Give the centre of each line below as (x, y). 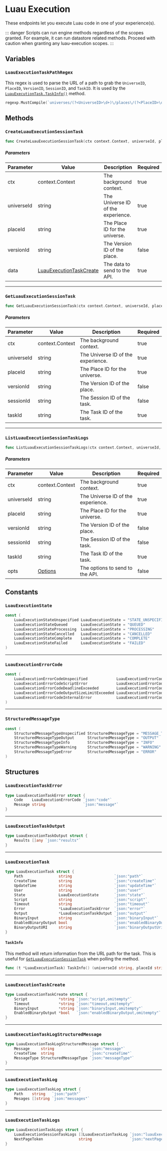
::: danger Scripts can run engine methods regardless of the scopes (75, 32)
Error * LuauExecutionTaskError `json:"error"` (80, 909)
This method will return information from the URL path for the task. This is (81, 953)
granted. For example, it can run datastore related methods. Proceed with (80, 38)
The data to (117, 264)
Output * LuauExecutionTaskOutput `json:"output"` (81, 914)
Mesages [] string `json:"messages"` (52, 1099)
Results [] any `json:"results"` (47, 841)
